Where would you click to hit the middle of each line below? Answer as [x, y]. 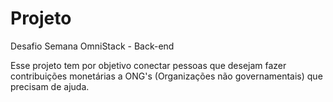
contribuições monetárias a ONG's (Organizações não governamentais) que [166, 76]
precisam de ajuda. [50, 86]
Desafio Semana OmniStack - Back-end [92, 46]
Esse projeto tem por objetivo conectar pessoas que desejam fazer [148, 65]
